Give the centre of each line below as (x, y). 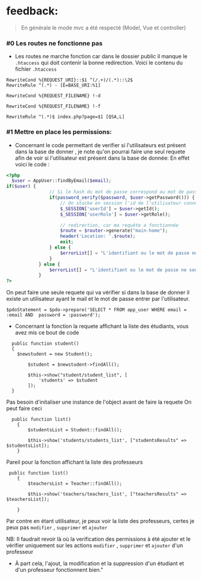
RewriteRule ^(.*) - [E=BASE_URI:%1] (54, 85)
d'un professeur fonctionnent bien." (59, 570)
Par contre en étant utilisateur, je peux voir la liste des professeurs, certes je (100, 521)
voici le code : (32, 164)
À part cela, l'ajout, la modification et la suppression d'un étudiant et (99, 563)
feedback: (32, 11)
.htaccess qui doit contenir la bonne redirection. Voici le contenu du (99, 63)
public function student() (45, 344)
